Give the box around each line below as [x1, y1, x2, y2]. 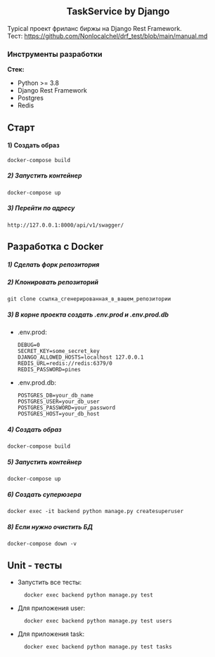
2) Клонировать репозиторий [7, 278, 98, 286]
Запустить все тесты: [17, 578, 82, 587]
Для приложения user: [17, 604, 86, 613]
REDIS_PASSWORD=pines [17, 366, 81, 373]
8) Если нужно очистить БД [7, 522, 93, 531]
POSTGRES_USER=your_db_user [17, 398, 100, 406]
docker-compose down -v [7, 540, 77, 547]
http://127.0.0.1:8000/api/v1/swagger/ [7, 221, 124, 229]
